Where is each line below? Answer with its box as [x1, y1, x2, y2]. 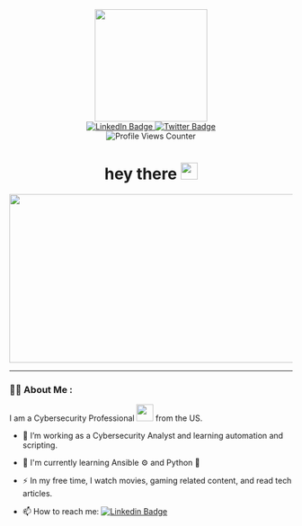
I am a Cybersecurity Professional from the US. [9, 413, 203, 423]
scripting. [22, 440, 58, 450]
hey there [104, 164, 178, 184]
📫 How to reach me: [22, 506, 100, 517]
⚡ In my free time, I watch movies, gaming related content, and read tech [22, 476, 292, 486]
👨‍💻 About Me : [9, 383, 74, 396]
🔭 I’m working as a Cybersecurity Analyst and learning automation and [22, 431, 284, 441]
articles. [22, 488, 53, 499]
